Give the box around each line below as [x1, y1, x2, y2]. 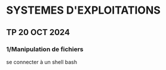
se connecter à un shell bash [6, 58, 78, 65]
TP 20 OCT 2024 [6, 27, 70, 37]
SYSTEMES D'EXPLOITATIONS [6, 4, 161, 17]
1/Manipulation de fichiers [6, 45, 84, 53]
